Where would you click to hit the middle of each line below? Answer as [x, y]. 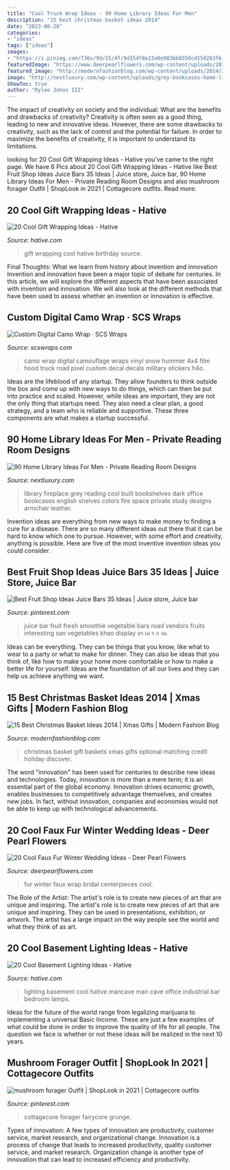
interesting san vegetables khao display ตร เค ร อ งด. [96, 633]
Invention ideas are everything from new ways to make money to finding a [112, 521]
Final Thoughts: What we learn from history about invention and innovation [112, 267]
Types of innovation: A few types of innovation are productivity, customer [111, 1130]
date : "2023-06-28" [35, 26]
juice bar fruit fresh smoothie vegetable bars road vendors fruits [114, 626]
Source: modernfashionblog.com [54, 739]
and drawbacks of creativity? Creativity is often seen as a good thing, [105, 117]
